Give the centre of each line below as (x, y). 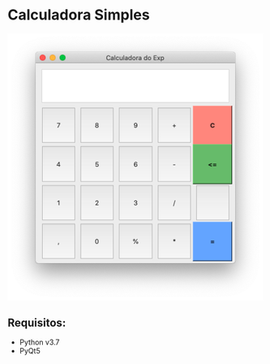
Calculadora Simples (79, 15)
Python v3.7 (39, 342)
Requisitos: (37, 323)
